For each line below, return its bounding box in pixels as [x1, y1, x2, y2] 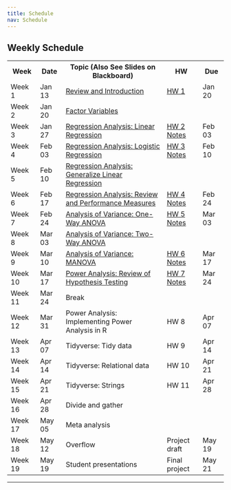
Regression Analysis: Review [65, 190, 158, 200]
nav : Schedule [7, 17, 48, 23]
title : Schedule [7, 10, 54, 17]
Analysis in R [65, 326, 107, 335]
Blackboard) [92, 71, 134, 81]
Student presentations [65, 460, 137, 469]
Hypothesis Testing [65, 277, 129, 287]
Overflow [65, 440, 96, 449]
